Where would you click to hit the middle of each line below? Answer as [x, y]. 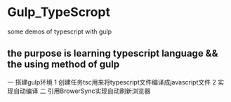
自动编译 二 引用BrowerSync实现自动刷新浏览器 [82, 91]
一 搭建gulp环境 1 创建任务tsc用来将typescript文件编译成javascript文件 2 [112, 82]
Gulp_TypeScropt [59, 12]
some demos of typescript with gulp [60, 31]
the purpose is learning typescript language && [113, 53]
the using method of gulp [64, 65]
